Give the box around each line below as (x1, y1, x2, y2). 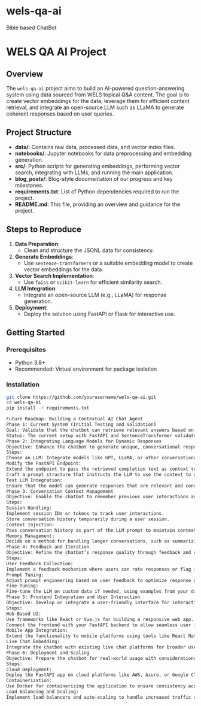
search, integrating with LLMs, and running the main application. (14, 169, 173, 176)
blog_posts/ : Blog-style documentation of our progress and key (14, 175, 173, 182)
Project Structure (6, 128, 72, 138)
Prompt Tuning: (6, 572, 44, 578)
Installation (6, 380, 40, 389)
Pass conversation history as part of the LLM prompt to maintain (6, 527, 175, 534)
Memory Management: (6, 533, 55, 539)
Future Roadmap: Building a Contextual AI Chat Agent (6, 416, 144, 422)
